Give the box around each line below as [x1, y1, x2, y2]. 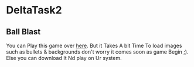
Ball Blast [6, 27, 41, 37]
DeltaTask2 [6, 3, 63, 17]
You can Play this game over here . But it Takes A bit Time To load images [6, 42, 182, 49]
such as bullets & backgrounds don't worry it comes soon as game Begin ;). [6, 48, 189, 55]
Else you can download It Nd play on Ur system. [6, 55, 122, 61]
